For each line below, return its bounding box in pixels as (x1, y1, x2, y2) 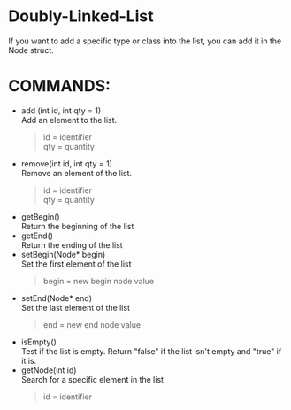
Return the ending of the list (20, 239, 123, 250)
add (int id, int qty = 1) (20, 104, 102, 116)
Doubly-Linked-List (8, 6, 154, 27)
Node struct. (8, 44, 54, 55)
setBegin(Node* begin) (20, 249, 106, 259)
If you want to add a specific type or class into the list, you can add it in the (8, 35, 282, 46)
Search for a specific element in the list (20, 374, 165, 384)
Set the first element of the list (20, 259, 132, 269)
